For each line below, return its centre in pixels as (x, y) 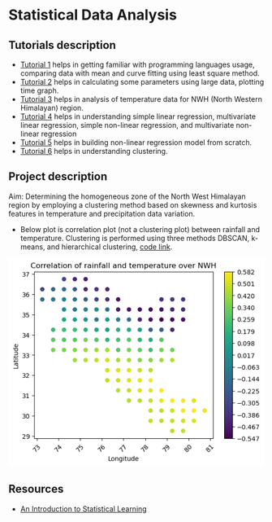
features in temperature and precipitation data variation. (102, 213)
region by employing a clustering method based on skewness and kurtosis (133, 204)
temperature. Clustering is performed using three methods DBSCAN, (135, 238)
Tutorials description (62, 45)
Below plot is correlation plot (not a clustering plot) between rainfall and (140, 229)
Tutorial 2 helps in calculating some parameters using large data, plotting (142, 82)
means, (32, 247)
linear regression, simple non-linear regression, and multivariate (127, 125)
